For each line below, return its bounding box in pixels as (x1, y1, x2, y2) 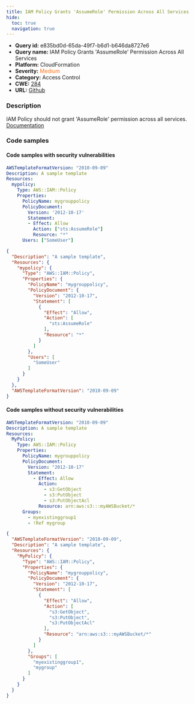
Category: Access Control (14, 74, 80, 81)
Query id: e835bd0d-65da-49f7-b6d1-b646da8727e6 (14, 42, 150, 49)
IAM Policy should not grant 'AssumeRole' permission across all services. (6, 115, 187, 122)
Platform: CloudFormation (14, 61, 80, 68)
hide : (6, 14, 20, 20)
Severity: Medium (14, 67, 60, 75)
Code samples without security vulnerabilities (6, 406, 124, 414)
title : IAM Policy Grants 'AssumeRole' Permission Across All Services (6, 8, 189, 15)
